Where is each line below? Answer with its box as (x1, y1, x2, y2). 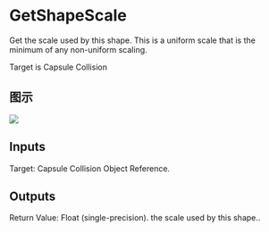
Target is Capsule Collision (9, 62, 107, 72)
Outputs (9, 188, 56, 203)
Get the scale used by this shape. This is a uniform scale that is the (9, 35, 256, 46)
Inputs (9, 139, 46, 154)
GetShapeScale (9, 5, 127, 26)
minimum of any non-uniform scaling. (9, 44, 147, 54)
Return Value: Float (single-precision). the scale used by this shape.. (9, 212, 261, 223)
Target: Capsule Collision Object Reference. (9, 162, 171, 174)
